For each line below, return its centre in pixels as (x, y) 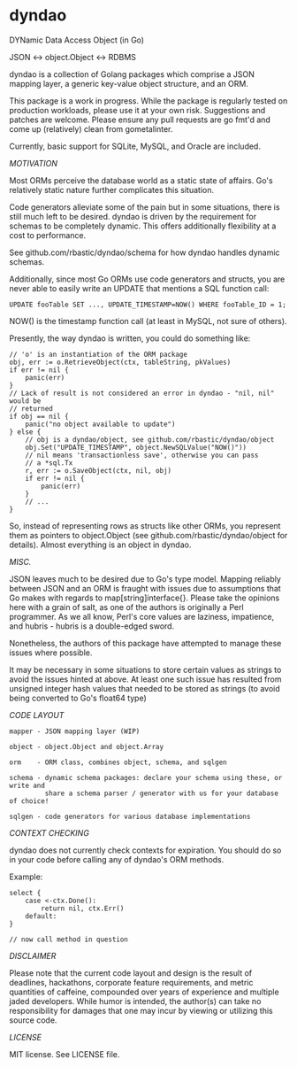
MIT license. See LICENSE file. (65, 1054)
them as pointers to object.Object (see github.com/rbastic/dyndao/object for (148, 535)
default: (41, 916)
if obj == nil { (39, 416)
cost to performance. (48, 235)
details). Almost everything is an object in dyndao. (100, 545)
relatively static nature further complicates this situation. (112, 189)
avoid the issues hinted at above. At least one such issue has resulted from (145, 679)
